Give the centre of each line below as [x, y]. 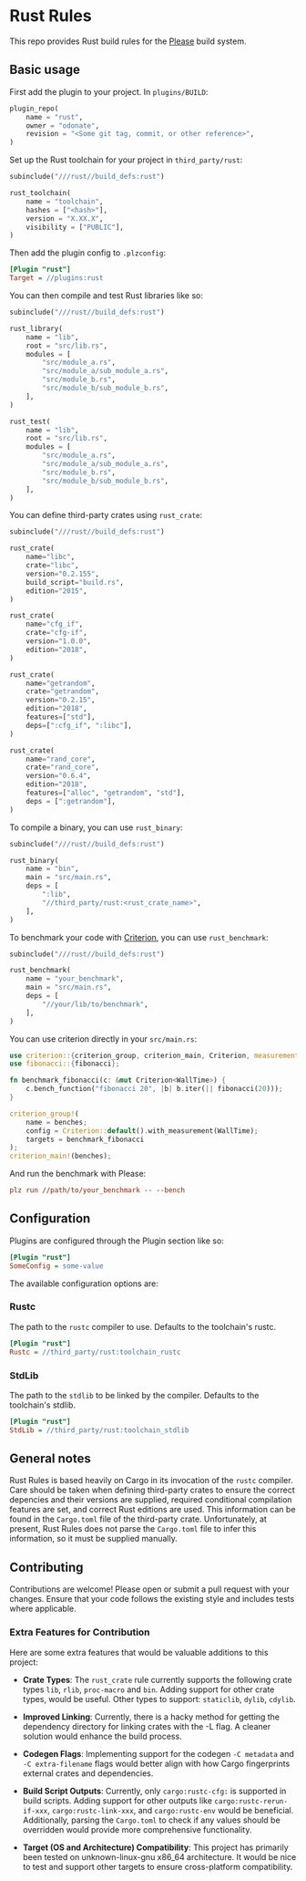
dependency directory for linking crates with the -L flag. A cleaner [147, 1726]
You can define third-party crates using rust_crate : [106, 515]
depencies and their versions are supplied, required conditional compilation [151, 1500]
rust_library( [36, 328]
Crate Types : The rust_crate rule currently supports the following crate [158, 1679]
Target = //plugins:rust [56, 278]
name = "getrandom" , [61, 683]
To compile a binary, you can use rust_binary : [96, 827]
